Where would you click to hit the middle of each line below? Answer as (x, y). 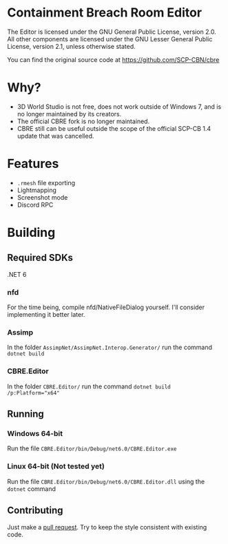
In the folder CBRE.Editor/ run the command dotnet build (89, 386)
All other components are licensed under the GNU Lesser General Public (110, 39)
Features (33, 164)
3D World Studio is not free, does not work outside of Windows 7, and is (119, 106)
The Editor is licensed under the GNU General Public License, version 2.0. (112, 32)
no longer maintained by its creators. (69, 114)
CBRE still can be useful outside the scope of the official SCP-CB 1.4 (114, 128)
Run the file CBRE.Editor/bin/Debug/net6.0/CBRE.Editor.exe (92, 448)
